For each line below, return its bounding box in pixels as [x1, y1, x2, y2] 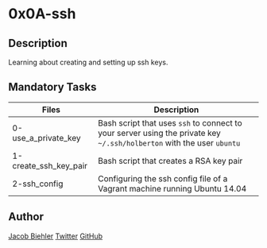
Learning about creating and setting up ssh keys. [8, 57, 168, 67]
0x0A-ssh [8, 5, 76, 23]
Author [8, 210, 44, 223]
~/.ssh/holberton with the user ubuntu [98, 137, 241, 148]
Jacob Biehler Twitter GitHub [8, 231, 103, 241]
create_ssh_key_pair [12, 160, 88, 171]
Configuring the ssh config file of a [98, 172, 228, 184]
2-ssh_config [12, 178, 64, 189]
